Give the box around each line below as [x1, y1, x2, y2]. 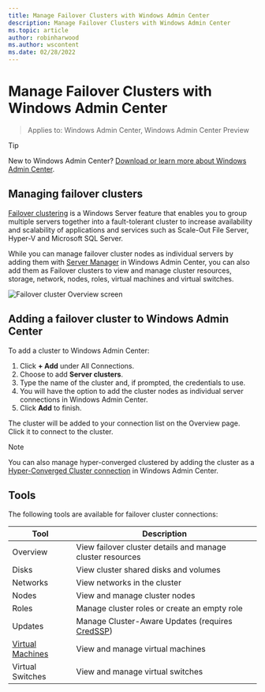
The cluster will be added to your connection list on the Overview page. [8, 418, 241, 428]
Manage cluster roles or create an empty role [76, 603, 243, 614]
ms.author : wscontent [8, 41, 80, 49]
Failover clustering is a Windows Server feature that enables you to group [8, 208, 247, 217]
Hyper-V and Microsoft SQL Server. [8, 233, 124, 243]
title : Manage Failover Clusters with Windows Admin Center [8, 11, 211, 20]
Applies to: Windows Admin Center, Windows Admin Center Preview [27, 125, 250, 134]
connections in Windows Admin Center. [19, 395, 148, 404]
